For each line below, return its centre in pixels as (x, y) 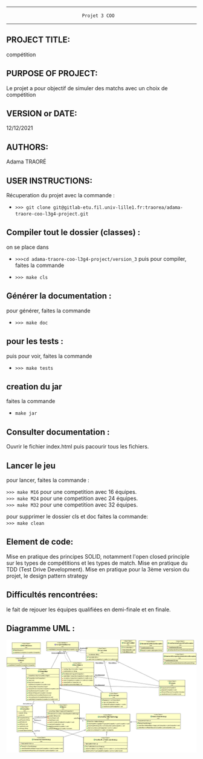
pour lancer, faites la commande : (48, 480)
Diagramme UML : (41, 628)
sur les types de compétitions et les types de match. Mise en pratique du (97, 563)
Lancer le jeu (31, 466)
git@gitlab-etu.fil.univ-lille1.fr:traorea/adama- (118, 208)
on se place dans (28, 247)
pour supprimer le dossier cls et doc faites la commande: (77, 516)
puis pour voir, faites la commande (49, 356)
